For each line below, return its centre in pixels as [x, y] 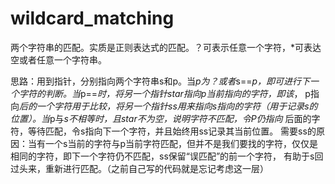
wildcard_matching [92, 18]
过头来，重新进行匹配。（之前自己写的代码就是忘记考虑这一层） [139, 168]
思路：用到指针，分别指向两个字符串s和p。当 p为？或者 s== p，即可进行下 [160, 81]
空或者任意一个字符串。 [58, 59]
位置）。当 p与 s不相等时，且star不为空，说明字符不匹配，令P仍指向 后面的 [161, 118]
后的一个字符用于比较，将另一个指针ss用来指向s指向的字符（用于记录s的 [168, 106]
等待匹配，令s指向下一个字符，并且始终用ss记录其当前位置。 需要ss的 [172, 131]
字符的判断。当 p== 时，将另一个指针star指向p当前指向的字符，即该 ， [160, 93]
